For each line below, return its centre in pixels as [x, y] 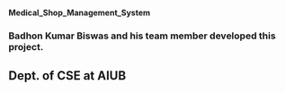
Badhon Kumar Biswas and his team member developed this [142, 36]
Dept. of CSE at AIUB [67, 75]
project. [26, 46]
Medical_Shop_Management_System [80, 13]
